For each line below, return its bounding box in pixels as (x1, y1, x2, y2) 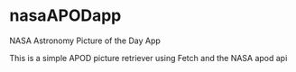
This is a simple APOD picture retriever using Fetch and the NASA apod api (9, 52, 288, 63)
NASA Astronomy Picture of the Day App (9, 35, 161, 46)
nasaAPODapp (9, 5, 122, 26)
